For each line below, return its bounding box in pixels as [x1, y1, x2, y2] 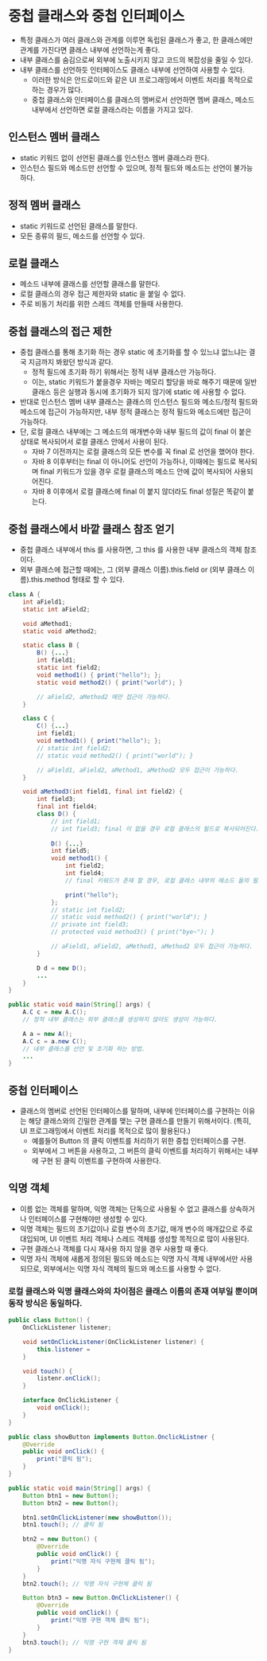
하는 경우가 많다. [31, 84, 83, 94]
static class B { [22, 642, 80, 650]
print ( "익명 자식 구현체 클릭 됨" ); [50, 1557, 156, 1565]
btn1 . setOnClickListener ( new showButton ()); [22, 1514, 172, 1522]
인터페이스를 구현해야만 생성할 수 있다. [28, 1214, 148, 1223]
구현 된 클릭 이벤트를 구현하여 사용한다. [40, 1156, 161, 1166]
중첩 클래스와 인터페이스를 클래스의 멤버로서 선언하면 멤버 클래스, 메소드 [31, 95, 255, 104]
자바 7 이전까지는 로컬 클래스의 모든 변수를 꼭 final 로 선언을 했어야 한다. [31, 447, 255, 456]
